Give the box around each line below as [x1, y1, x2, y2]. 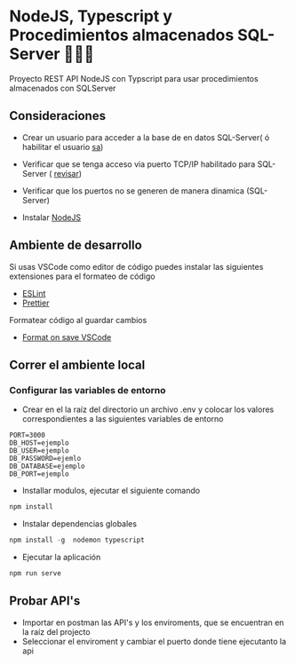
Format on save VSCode [21, 331, 112, 343]
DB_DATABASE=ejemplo [9, 462, 86, 471]
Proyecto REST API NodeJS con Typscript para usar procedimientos [9, 73, 259, 83]
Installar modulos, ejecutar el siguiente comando [21, 486, 201, 496]
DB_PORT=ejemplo [9, 470, 69, 479]
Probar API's [9, 593, 81, 609]
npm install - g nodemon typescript [9, 535, 145, 545]
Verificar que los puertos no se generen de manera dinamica [21, 185, 244, 196]
